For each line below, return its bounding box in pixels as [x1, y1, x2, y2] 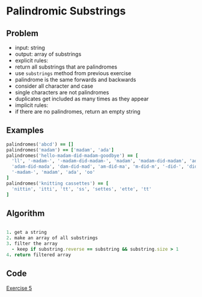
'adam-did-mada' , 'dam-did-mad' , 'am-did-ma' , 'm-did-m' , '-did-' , [11, 164, 185, 170]
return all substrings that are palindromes [14, 63, 118, 70]
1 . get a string [6, 230, 47, 236]
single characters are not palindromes [14, 89, 109, 96]
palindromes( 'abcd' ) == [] [6, 141, 74, 147]
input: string [14, 44, 45, 51]
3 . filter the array [6, 240, 58, 247]
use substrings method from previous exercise [14, 70, 132, 76]
